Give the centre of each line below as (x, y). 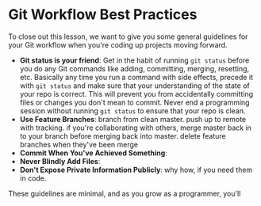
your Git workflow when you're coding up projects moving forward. (118, 44)
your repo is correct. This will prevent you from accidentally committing (136, 93)
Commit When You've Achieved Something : (94, 153)
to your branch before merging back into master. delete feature (123, 135)
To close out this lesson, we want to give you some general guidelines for (128, 36)
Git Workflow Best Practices (103, 15)
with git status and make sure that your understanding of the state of (134, 86)
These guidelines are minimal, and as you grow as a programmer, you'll (125, 193)
